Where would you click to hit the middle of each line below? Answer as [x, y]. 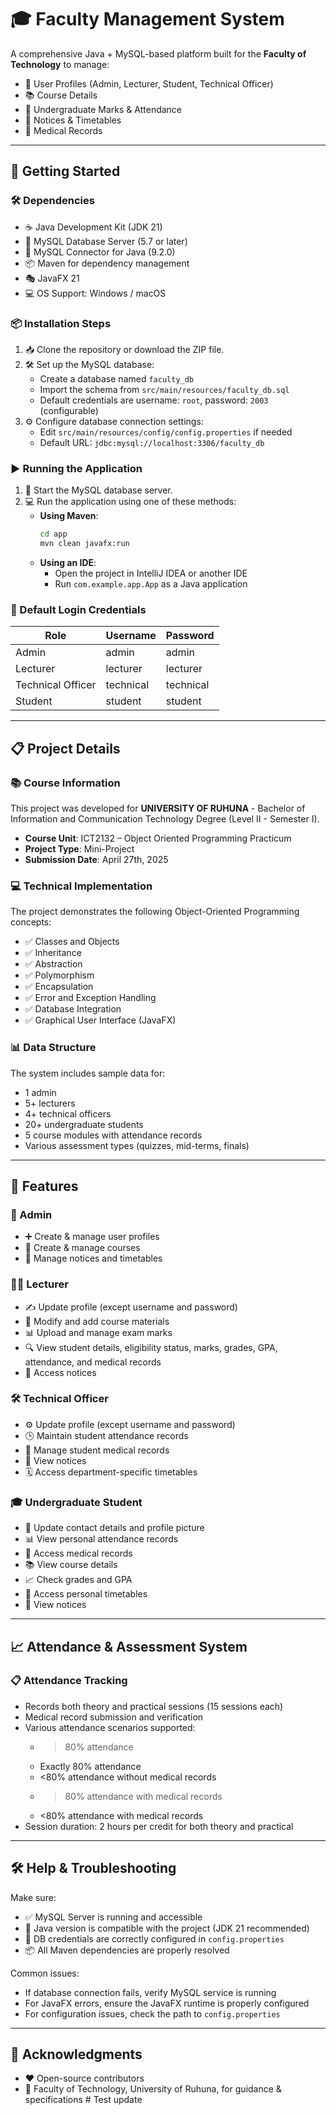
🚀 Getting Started [65, 171]
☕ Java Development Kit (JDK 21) [93, 227]
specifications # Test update [83, 2100]
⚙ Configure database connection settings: [114, 421]
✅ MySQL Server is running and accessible [113, 1917]
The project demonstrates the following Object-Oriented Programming [155, 912]
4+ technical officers [68, 1113]
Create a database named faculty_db [117, 378]
